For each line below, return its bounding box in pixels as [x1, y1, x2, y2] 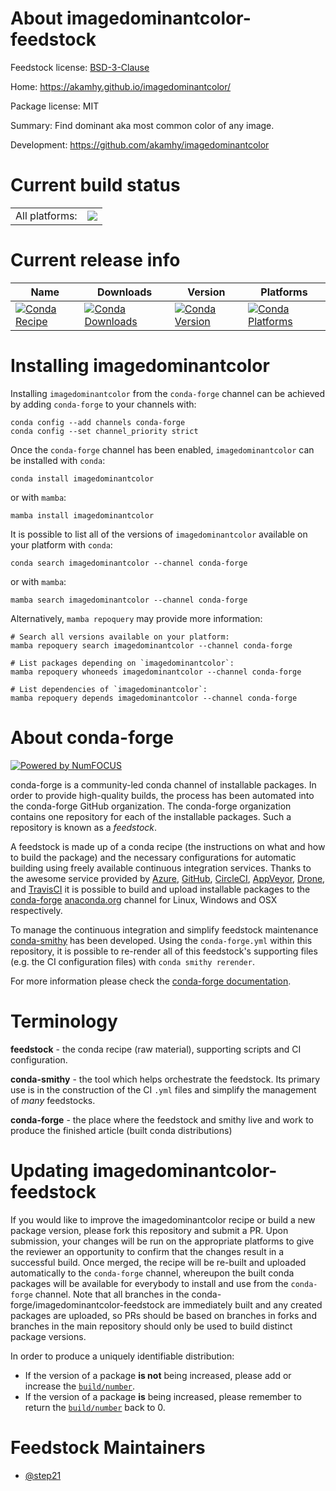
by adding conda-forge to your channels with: [10, 398, 197, 410]
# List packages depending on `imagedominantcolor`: [10, 658, 235, 668]
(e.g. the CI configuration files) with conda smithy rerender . [10, 955, 255, 967]
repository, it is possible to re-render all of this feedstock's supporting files [10, 945, 318, 957]
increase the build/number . [24, 1380, 136, 1392]
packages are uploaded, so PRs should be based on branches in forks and [10, 1309, 317, 1321]
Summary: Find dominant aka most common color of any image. [10, 119, 275, 131]
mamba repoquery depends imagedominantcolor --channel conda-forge [10, 693, 298, 703]
